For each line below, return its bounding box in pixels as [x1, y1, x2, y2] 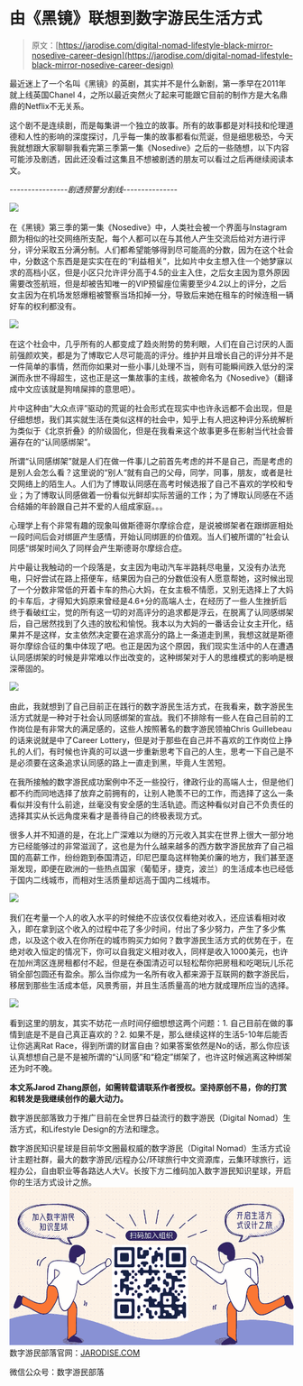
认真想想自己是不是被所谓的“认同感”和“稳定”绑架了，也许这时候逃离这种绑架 [9, 1051, 292, 1062]
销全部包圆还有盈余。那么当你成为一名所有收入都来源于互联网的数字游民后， [9, 968, 294, 979]
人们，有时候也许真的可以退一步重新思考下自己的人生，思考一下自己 [24, 746, 278, 757]
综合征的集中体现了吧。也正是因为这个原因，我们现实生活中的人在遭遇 [32, 640, 294, 651]
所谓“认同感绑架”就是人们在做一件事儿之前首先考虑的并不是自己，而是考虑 [9, 455, 286, 466]
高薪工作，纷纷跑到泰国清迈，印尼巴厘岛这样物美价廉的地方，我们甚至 [24, 851, 286, 862]
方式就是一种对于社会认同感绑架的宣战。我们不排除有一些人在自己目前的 [16, 711, 286, 722]
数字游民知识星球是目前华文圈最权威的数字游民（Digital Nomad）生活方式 [9, 1143, 283, 1153]
